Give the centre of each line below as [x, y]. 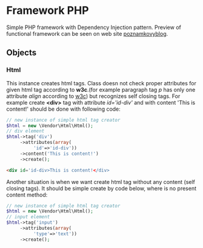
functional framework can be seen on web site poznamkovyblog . [87, 33]
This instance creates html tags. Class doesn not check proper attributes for [101, 83]
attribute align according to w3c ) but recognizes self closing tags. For [93, 96]
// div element [25, 131]
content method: [27, 195]
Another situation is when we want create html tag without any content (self [101, 181]
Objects [22, 53]
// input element [28, 217]
